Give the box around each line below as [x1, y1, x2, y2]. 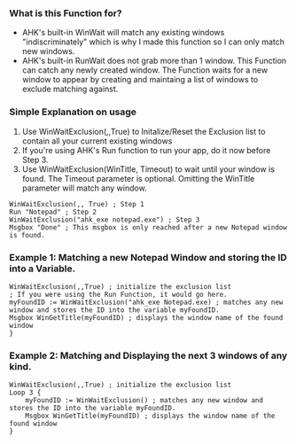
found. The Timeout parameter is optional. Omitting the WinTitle [21, 173, 255, 183]
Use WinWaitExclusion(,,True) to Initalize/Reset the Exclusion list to [21, 126, 266, 136]
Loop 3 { [9, 388, 42, 397]
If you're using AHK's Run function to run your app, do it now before [21, 144, 271, 155]
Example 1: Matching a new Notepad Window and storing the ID [9, 251, 288, 263]
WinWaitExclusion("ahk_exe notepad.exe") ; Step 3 [9, 215, 200, 224]
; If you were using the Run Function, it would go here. [9, 290, 228, 299]
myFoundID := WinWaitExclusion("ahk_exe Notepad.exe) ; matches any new [9, 298, 284, 307]
